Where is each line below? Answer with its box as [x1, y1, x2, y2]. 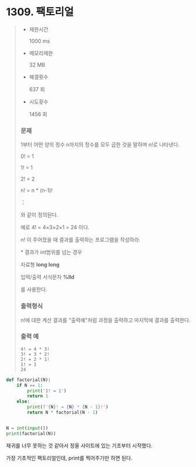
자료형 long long [20, 261, 60, 268]
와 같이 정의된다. [20, 211, 59, 218]
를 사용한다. [20, 286, 48, 293]
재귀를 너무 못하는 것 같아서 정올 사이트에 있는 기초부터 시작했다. [6, 442, 153, 449]
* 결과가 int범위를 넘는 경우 [20, 249, 82, 256]
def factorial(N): [6, 377, 51, 383]
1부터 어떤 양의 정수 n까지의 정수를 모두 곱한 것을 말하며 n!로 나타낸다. [20, 141, 180, 148]
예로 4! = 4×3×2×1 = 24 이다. [20, 224, 90, 231]
